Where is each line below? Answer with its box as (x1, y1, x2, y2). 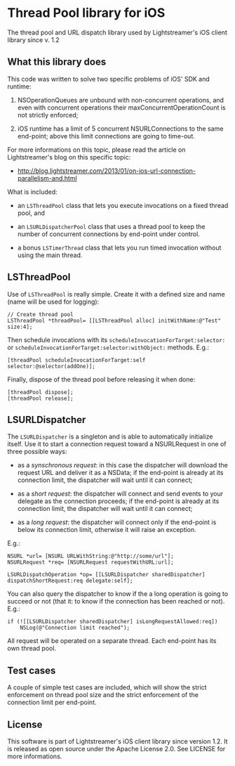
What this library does (7, 56, 107, 68)
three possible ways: (7, 448, 67, 456)
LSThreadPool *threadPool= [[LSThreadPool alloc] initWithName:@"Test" (7, 317, 221, 324)
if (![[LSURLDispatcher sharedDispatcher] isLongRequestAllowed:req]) (7, 618, 218, 625)
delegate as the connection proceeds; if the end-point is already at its (17, 497, 220, 505)
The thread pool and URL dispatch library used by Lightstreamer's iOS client (7, 28, 228, 37)
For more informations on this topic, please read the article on (7, 145, 186, 154)
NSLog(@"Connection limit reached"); (20, 624, 130, 632)
